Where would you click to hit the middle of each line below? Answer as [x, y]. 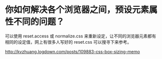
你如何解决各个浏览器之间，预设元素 [77, 10]
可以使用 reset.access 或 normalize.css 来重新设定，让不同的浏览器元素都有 [81, 36]
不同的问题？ [39, 22]
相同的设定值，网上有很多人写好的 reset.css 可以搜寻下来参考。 [68, 42]
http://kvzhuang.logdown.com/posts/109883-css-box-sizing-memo [73, 51]
